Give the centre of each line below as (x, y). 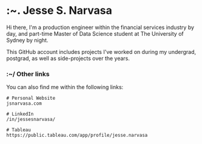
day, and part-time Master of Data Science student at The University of (95, 33)
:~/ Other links (28, 74)
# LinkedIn (20, 114)
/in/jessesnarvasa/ (31, 119)
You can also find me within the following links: (65, 87)
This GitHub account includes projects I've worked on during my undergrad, (101, 51)
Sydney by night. (27, 40)
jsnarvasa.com (24, 103)
